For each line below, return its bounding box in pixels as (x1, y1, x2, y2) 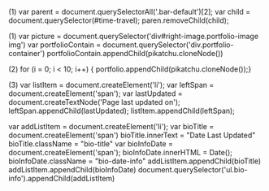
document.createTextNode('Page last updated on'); (8, 98, 180, 106)
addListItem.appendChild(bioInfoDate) (8, 165, 137, 174)
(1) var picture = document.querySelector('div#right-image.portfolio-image (8, 32, 258, 41)
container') (8, 49, 46, 58)
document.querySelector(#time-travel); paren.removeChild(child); (8, 15, 229, 25)
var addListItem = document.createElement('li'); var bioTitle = (8, 122, 215, 131)
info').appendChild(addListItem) (8, 174, 115, 183)
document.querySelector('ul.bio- (137, 165, 248, 174)
